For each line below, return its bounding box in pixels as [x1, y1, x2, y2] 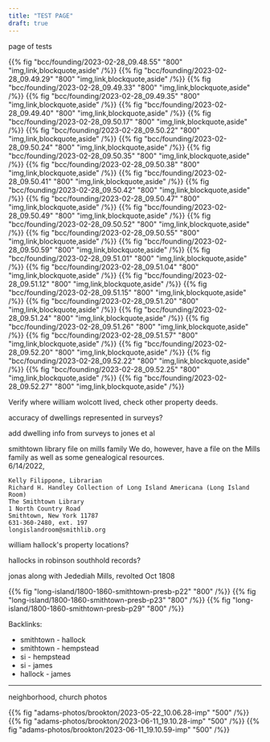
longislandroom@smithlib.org [8, 526, 106, 534]
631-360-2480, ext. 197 [8, 519, 88, 527]
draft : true [8, 19, 48, 27]
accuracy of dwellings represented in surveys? [8, 412, 163, 422]
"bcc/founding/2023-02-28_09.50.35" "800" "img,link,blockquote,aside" [8, 150, 251, 161]
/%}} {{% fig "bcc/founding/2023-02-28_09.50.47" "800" [8, 194, 200, 203]
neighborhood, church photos [8, 692, 108, 702]
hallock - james [19, 669, 72, 678]
